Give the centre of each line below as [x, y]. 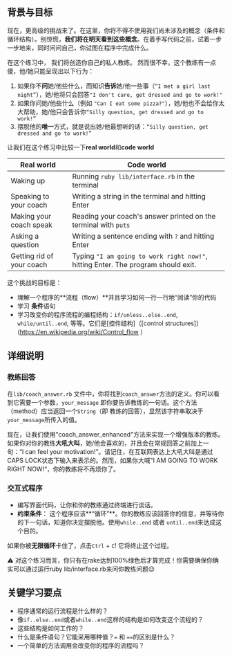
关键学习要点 [35, 593]
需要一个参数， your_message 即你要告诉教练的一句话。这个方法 [108, 402]
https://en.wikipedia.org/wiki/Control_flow [79, 331]
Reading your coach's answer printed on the [144, 216]
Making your [31, 216]
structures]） [183, 323]
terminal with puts [101, 225]
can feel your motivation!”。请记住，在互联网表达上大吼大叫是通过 [119, 451]
